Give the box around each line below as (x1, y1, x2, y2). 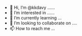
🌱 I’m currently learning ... (9, 15, 62, 20)
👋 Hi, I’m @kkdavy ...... (9, 5, 55, 10)
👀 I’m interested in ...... (9, 10, 55, 16)
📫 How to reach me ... (9, 26, 55, 31)
